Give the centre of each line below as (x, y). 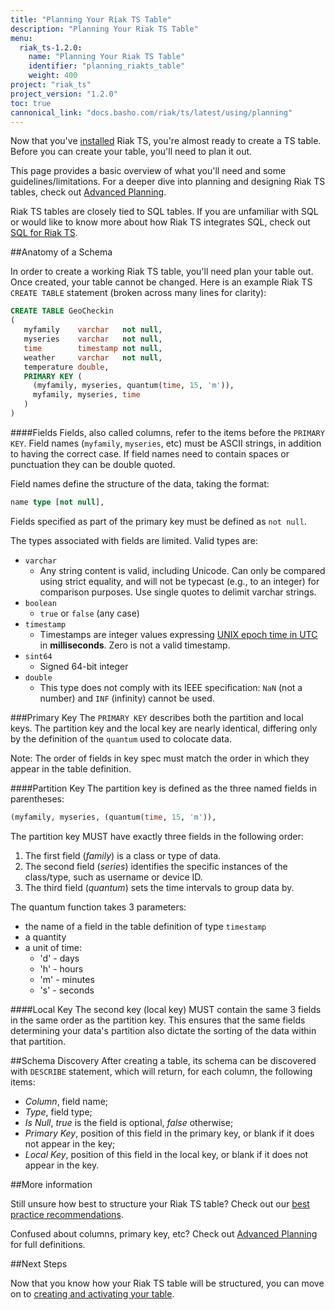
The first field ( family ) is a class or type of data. (123, 855)
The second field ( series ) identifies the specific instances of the (156, 866)
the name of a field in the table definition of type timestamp (145, 926)
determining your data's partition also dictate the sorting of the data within (163, 1030)
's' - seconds (67, 990)
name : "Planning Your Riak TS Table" (107, 57)
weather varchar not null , (93, 357)
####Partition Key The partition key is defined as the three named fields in (163, 788)
